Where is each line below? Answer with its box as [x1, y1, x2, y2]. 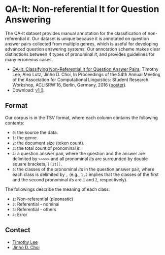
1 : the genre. [12, 134, 38, 140]
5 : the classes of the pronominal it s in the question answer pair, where [12, 166, 155, 172]
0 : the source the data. [12, 129, 58, 135]
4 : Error [12, 212, 28, 217]
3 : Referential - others [12, 206, 57, 212]
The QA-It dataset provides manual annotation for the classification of [5, 30, 147, 36]
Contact [5, 226, 31, 234]
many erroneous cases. [5, 56, 53, 62]
